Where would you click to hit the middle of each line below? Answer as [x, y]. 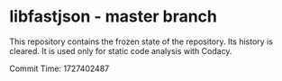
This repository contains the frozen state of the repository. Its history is [141, 41]
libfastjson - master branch [114, 17]
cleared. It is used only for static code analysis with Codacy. [121, 50]
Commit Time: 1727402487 [59, 68]
